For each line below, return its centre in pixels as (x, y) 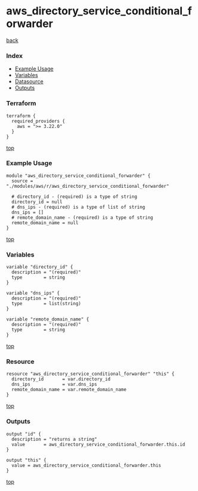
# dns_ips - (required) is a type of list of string (78, 207)
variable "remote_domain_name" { (48, 319)
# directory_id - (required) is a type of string (74, 196)
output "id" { (24, 434)
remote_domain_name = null (45, 222)
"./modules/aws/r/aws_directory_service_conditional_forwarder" (88, 186)
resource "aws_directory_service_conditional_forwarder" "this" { (90, 374)
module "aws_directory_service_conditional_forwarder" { (78, 176)
